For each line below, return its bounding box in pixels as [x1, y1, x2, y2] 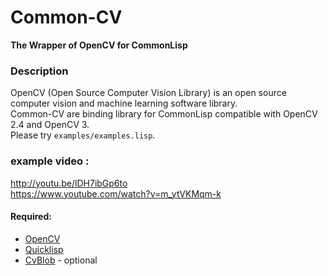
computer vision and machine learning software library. [10, 97, 238, 110]
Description [10, 64, 69, 78]
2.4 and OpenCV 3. [10, 119, 90, 131]
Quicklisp [24, 243, 64, 255]
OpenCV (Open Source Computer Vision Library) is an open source [10, 87, 287, 99]
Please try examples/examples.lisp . [10, 129, 156, 141]
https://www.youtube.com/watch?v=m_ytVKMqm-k [10, 187, 222, 200]
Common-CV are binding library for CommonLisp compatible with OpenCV [10, 108, 318, 120]
